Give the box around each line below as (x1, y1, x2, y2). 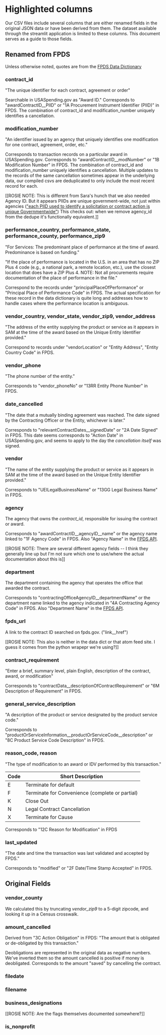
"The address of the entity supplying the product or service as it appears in (5, 324, 159, 330)
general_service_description (5, 700, 76, 707)
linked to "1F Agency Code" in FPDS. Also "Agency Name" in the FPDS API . (5, 536, 158, 542)
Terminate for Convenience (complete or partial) (25, 789, 138, 796)
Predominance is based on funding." (5, 249, 80, 255)
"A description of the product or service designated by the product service (5, 712, 158, 718)
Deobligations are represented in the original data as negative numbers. (5, 949, 152, 955)
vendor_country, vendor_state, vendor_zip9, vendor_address (5, 313, 156, 320)
